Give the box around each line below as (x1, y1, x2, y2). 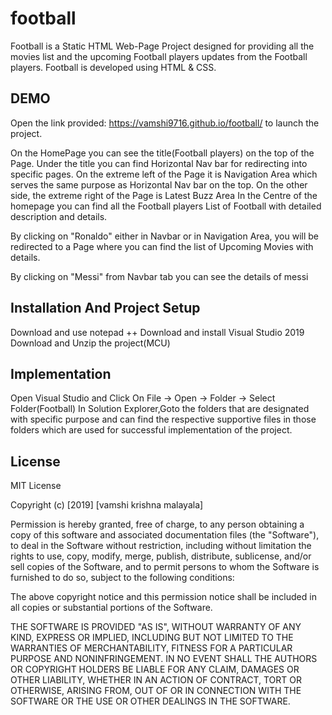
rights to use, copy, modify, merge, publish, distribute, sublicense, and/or (10, 550, 312, 562)
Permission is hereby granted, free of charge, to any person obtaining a (10, 518, 305, 531)
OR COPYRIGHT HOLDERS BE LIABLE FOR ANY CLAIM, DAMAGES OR (10, 663, 300, 676)
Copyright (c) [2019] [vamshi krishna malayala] (10, 499, 204, 511)
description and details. (10, 210, 108, 222)
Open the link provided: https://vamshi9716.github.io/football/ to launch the (10, 117, 320, 129)
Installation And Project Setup (10, 300, 201, 317)
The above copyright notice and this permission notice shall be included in (10, 591, 317, 603)
